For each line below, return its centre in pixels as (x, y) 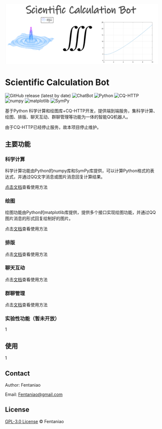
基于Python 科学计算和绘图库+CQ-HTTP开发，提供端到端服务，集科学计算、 (81, 111)
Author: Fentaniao (23, 385)
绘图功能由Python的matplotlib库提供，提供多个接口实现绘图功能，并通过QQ (81, 213)
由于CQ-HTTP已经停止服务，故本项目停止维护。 (53, 127)
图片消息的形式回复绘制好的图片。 (39, 218)
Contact (17, 373)
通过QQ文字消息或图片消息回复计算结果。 (63, 177)
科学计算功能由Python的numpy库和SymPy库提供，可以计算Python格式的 (78, 170)
